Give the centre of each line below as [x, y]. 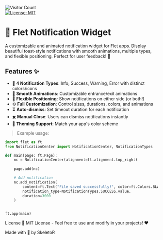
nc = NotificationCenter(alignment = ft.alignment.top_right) [76, 160]
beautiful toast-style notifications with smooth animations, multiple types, [78, 51]
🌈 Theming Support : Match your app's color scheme [65, 124]
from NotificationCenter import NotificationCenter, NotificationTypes [79, 147]
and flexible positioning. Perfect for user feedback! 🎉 [58, 56]
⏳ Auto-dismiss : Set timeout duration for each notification [71, 109]
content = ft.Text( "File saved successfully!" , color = [77, 187]
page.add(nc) [27, 169]
